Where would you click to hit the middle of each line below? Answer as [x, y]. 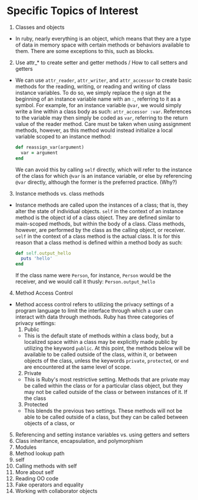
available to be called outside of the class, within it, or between [100, 355]
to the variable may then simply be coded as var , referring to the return [101, 117]
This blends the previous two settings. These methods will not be [103, 411]
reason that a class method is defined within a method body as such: [99, 242]
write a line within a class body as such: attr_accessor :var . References [103, 111]
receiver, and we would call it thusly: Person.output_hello [85, 282]
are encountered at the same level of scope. [77, 367]
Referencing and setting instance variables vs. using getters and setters [103, 435]
